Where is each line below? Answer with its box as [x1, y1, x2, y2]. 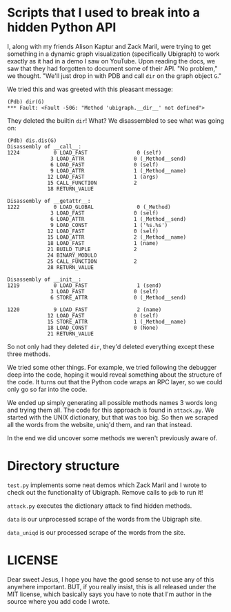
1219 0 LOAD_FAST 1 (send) [7, 282, 162, 289]
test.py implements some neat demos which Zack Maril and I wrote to [7, 481, 207, 489]
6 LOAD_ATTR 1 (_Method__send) [50, 215, 187, 222]
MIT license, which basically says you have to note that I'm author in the [7, 590, 212, 598]
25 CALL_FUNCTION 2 [47, 257, 137, 265]
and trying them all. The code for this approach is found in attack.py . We [7, 406, 214, 414]
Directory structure [7, 458, 120, 474]
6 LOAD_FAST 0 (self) [50, 161, 159, 168]
